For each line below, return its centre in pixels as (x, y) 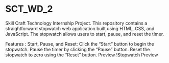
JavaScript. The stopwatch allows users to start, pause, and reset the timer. (85, 34)
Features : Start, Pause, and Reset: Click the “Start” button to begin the (80, 44)
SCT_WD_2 (29, 9)
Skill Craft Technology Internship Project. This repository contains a (76, 23)
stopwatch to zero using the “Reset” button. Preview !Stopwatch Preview (82, 55)
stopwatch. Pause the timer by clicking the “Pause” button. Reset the (78, 49)
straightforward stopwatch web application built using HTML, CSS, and (80, 28)
